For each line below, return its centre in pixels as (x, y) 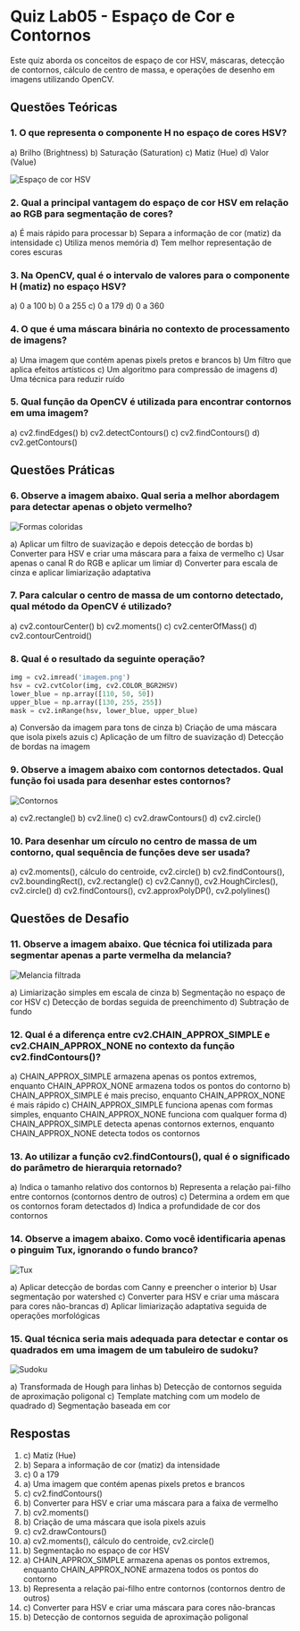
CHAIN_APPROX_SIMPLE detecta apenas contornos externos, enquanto (142, 1124)
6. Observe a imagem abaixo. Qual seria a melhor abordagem (145, 496)
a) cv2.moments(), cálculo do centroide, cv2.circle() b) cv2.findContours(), (147, 872)
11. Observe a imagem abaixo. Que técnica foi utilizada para (142, 944)
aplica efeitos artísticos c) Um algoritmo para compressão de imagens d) (144, 370)
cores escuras (37, 251)
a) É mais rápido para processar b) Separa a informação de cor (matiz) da (146, 233)
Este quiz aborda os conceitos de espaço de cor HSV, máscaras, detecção (147, 60)
